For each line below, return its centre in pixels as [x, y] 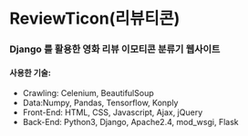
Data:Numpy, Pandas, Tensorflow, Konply [100, 103]
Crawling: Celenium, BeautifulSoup [88, 93]
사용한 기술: [31, 73]
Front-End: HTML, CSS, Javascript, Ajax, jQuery [113, 112]
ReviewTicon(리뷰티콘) [95, 19]
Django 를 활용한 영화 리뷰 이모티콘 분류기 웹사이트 [115, 49]
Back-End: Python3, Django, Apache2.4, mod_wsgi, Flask [130, 122]
